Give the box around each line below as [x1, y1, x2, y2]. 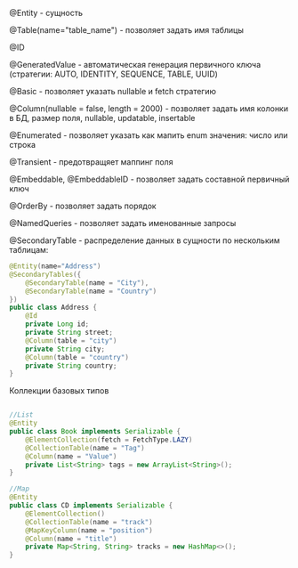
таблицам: [9, 245, 49, 255]
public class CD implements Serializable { [9, 501, 173, 510]
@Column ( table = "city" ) [25, 336, 117, 345]
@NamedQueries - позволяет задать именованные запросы [9, 218, 237, 228]
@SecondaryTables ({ [9, 270, 82, 279]
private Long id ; [25, 320, 90, 329]
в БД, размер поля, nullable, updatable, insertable [9, 113, 196, 123]
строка [9, 140, 36, 150]
